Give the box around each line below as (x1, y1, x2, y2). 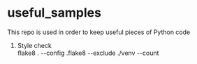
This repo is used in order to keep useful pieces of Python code (7, 28, 191, 36)
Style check (17, 41, 52, 49)
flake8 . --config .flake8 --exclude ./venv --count (17, 49, 159, 57)
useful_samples (7, 5, 101, 21)
